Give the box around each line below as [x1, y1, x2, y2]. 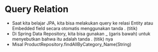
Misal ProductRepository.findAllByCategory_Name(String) [12, 41, 132, 47]
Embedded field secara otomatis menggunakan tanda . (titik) [12, 25, 138, 31]
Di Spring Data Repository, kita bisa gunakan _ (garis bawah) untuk [12, 30, 150, 36]
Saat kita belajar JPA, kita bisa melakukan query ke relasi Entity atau [12, 20, 153, 26]
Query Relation [5, 3, 69, 15]
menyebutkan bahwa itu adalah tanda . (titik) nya [12, 36, 113, 42]
